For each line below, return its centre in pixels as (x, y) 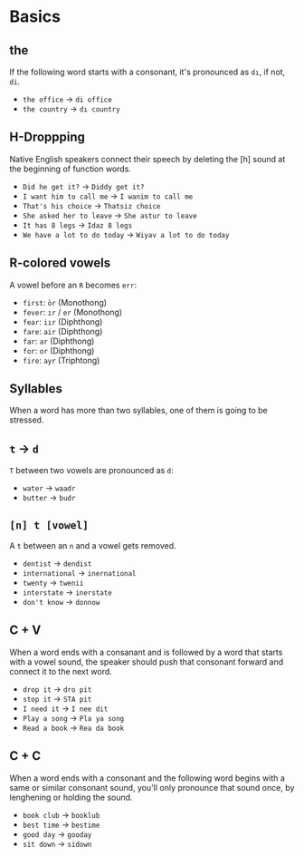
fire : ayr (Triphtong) (61, 360)
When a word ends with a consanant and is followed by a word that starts (146, 652)
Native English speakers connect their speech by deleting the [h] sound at (147, 159)
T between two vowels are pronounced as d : (91, 471)
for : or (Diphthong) (58, 350)
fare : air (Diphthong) (62, 331)
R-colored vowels (60, 263)
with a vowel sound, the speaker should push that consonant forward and (146, 661)
